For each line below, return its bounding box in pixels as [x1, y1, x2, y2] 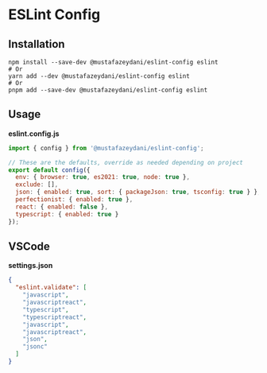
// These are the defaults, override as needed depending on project [8, 158, 244, 166]
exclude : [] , [15, 181, 59, 188]
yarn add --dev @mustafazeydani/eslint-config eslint [8, 72, 191, 80]
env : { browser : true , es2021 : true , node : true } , [15, 173, 191, 181]
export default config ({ [8, 165, 91, 174]
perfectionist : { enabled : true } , [15, 196, 133, 204]
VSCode [8, 239, 50, 253]
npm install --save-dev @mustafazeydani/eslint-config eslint [8, 58, 219, 66]
